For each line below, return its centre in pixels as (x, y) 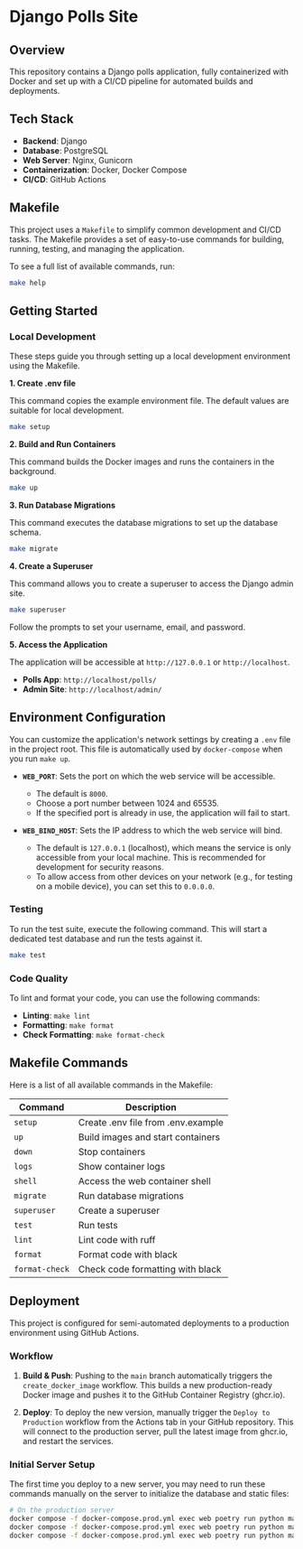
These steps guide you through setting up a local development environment (150, 356)
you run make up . (40, 758)
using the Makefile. (45, 366)
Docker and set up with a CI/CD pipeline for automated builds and (132, 81)
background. (33, 471)
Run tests (98, 1225)
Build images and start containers (149, 1137)
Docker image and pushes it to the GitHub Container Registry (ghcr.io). (154, 1395)
